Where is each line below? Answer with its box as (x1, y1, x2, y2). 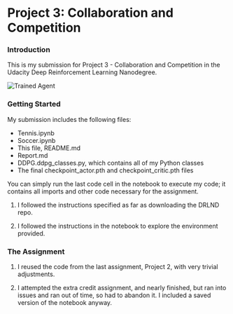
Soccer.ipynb (17, 136, 56, 144)
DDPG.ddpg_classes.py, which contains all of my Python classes (17, 158, 204, 167)
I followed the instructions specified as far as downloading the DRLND (17, 200, 220, 209)
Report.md (17, 151, 48, 159)
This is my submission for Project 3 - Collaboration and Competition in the (7, 61, 220, 69)
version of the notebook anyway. (17, 299, 113, 307)
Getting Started (7, 100, 61, 109)
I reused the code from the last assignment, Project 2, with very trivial (17, 263, 218, 271)
